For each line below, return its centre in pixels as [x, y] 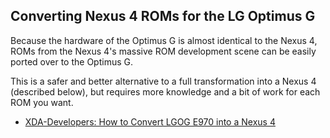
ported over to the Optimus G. [71, 61]
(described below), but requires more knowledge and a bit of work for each [165, 91]
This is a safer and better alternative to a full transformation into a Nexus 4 [163, 81]
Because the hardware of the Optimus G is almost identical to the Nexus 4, [164, 40]
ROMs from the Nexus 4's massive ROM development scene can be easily [163, 51]
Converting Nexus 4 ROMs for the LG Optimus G [163, 16]
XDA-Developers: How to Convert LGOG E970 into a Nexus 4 [150, 121]
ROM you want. [42, 102]
